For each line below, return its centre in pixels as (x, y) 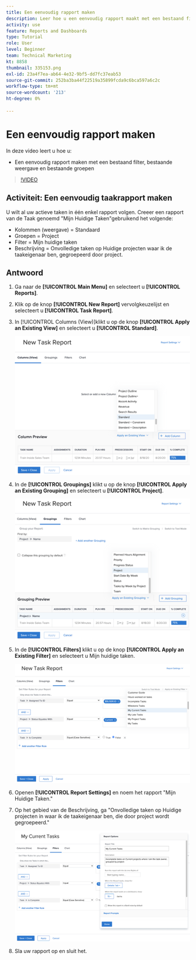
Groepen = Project (37, 236)
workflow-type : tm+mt (32, 87)
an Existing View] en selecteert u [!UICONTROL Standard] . (86, 328)
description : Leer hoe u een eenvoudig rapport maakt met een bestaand (95, 18)
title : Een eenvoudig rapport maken (50, 12)
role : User (19, 43)
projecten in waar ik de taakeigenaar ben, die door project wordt (92, 816)
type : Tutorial (24, 37)
